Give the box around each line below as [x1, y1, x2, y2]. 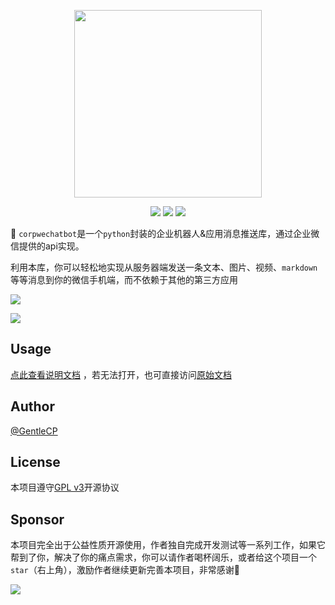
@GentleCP [10, 425, 58, 437]
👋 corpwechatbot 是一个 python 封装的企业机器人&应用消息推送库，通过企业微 [10, 228, 320, 239]
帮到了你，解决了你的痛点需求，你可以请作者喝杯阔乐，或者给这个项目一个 [10, 551, 317, 564]
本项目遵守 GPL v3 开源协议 [10, 481, 120, 494]
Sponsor [10, 511, 65, 528]
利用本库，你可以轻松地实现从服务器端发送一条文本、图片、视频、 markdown [10, 261, 318, 273]
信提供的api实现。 [10, 240, 85, 252]
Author [10, 398, 55, 415]
